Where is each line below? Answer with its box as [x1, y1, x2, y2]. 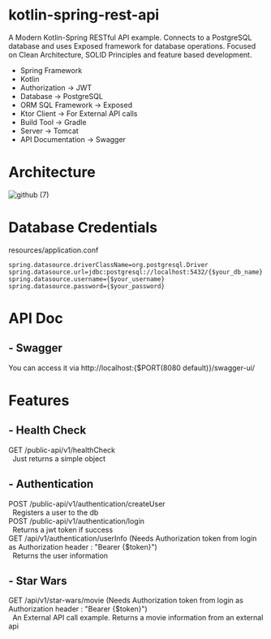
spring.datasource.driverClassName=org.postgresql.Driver [8, 261, 209, 269]
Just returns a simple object [11, 453, 106, 464]
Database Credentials [8, 218, 158, 237]
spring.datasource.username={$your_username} [8, 274, 165, 283]
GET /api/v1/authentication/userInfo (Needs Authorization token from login [8, 533, 257, 543]
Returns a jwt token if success [11, 525, 114, 534]
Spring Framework [19, 65, 83, 75]
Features [8, 391, 70, 409]
